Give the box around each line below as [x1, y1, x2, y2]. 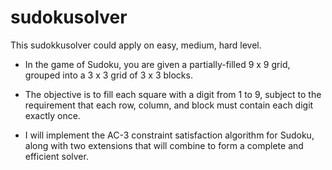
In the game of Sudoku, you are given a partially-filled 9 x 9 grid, [24, 58, 291, 70]
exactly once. [24, 109, 81, 121]
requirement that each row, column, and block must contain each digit [24, 99, 314, 111]
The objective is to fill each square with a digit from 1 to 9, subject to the [24, 88, 322, 100]
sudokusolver [10, 6, 128, 29]
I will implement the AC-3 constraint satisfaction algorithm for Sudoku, [24, 129, 315, 141]
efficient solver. [24, 150, 89, 162]
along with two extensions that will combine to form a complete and [24, 139, 304, 151]
